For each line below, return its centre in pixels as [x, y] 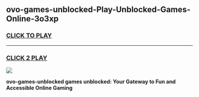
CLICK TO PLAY [29, 36]
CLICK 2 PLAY [27, 58]
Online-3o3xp [33, 19]
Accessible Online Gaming [39, 88]
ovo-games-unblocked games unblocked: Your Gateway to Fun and [91, 81]
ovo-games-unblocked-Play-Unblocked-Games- [98, 10]
